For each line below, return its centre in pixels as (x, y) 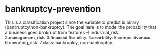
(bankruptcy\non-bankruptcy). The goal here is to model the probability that (80, 27)
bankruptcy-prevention (53, 9)
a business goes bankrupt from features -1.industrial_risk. (62, 32)
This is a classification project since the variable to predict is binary (72, 22)
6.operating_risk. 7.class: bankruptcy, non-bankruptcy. (59, 42)
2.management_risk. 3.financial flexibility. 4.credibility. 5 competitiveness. (78, 37)
